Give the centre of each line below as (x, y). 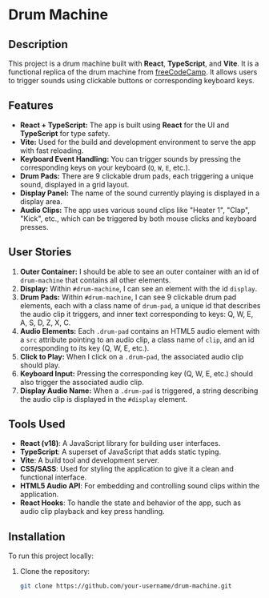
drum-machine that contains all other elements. (95, 280)
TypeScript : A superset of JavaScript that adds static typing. (120, 452)
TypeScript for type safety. (65, 133)
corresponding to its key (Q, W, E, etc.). (84, 348)
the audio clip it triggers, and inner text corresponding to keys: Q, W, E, (137, 314)
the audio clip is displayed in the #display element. (104, 399)
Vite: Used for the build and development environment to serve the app (138, 142)
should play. (40, 365)
